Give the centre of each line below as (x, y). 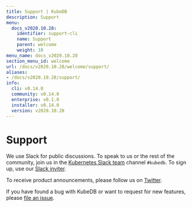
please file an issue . (30, 198)
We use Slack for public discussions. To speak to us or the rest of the (90, 156)
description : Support (33, 17)
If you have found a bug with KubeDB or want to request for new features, (96, 192)
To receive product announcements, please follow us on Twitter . (84, 180)
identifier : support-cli (47, 34)
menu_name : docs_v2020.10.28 (42, 56)
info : (13, 83)
